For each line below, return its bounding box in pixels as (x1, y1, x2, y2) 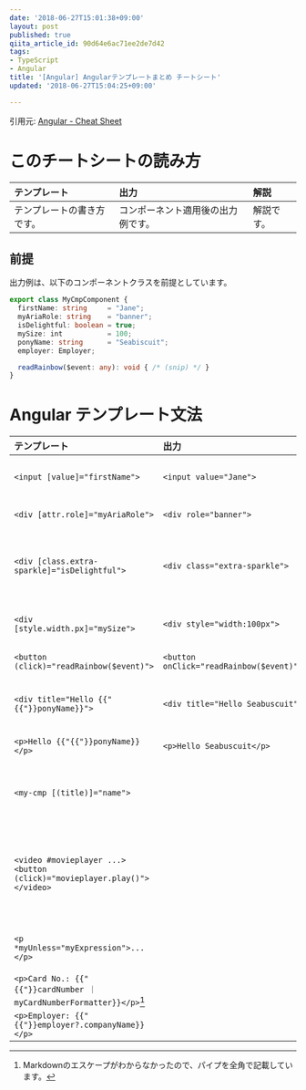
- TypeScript (9, 56, 59, 65)
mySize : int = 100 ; (17, 329, 132, 338)
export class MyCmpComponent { (9, 296, 128, 305)
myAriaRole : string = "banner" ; (17, 312, 153, 322)
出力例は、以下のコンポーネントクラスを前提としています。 (9, 277, 232, 288)
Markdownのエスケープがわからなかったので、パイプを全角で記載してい (22, 1059, 293, 1070)
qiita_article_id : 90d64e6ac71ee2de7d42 (9, 38, 166, 48)
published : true (9, 30, 71, 39)
